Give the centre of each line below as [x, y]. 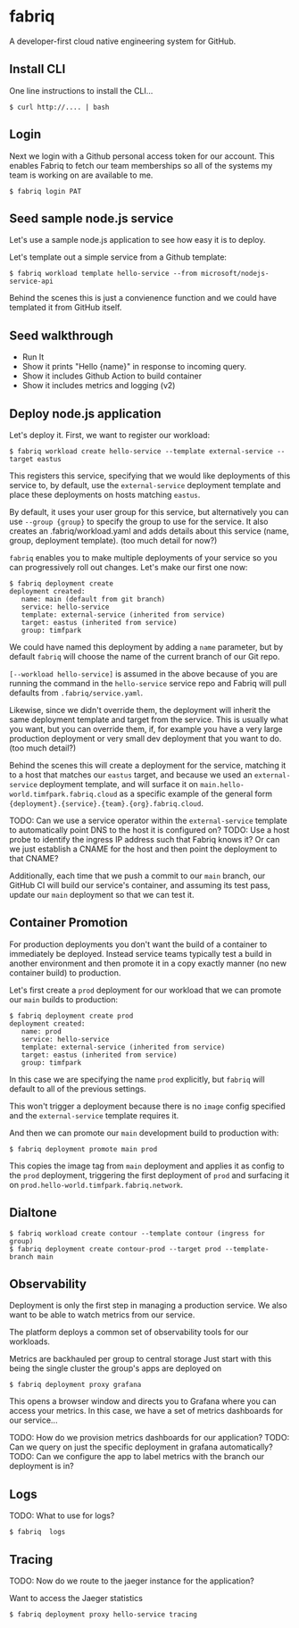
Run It [33, 357]
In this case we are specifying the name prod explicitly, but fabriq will [137, 1079]
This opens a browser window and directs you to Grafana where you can [143, 1401]
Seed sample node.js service [91, 218]
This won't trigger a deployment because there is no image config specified [147, 1106]
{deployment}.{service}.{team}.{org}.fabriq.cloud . [106, 803]
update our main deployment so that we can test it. [102, 895]
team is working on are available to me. [81, 175]
